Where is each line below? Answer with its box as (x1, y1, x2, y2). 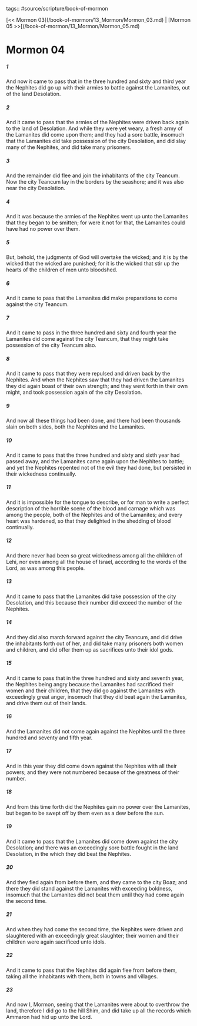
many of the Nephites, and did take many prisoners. (6, 144, 132, 151)
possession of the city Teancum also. (6, 341, 97, 348)
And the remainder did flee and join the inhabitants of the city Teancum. (6, 172, 181, 179)
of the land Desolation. (6, 91, 61, 98)
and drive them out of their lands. (6, 699, 87, 706)
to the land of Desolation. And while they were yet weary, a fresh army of (6, 125, 183, 132)
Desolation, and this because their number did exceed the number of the (6, 599, 182, 606)
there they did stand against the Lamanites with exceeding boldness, (6, 885, 173, 892)
